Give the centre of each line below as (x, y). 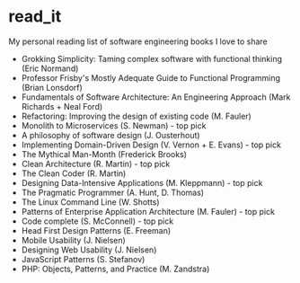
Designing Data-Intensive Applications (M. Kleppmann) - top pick (142, 182)
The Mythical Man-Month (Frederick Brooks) (104, 154)
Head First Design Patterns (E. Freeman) (96, 230)
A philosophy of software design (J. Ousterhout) (110, 135)
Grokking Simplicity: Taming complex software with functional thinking (152, 58)
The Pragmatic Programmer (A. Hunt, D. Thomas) (112, 192)
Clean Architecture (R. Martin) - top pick (96, 164)
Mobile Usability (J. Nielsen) (74, 240)
